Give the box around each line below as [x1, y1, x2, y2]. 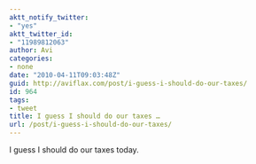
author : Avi [9, 46, 53, 55]
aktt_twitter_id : [9, 29, 74, 38]
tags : [9, 95, 29, 105]
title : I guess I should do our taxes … [9, 112, 161, 121]
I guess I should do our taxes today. [9, 144, 139, 155]
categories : [9, 54, 53, 63]
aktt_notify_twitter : [9, 12, 89, 22]
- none [9, 63, 34, 72]
